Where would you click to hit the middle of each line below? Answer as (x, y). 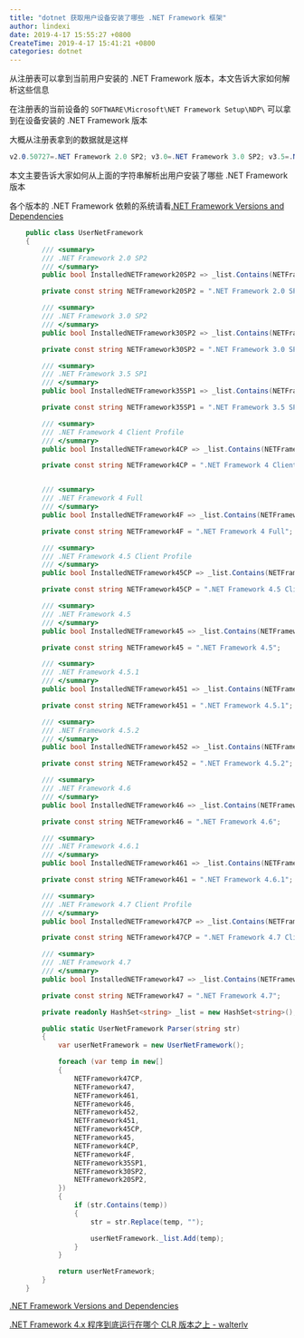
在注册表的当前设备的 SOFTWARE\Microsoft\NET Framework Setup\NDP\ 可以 (146, 109)
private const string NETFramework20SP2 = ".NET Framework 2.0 (163, 291)
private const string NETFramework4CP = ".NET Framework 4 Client (170, 465)
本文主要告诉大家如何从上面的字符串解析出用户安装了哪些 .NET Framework (148, 175)
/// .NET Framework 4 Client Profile (113, 432)
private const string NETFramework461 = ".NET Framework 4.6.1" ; (168, 880)
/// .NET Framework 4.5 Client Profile (117, 556)
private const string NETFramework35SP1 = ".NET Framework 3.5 (163, 407)
